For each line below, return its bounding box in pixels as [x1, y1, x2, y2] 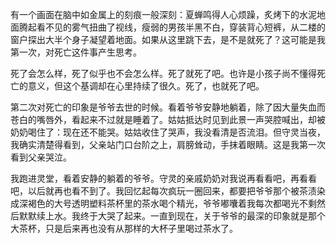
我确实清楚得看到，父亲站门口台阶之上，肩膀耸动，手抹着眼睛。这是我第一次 [10, 139, 326, 150]
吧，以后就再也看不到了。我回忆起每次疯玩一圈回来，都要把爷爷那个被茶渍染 [10, 185, 326, 197]
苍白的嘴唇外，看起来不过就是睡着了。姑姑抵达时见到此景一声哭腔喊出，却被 [10, 114, 326, 125]
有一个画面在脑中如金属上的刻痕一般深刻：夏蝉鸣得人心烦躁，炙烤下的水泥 [10, 9, 317, 20]
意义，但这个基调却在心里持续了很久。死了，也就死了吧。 [27, 80, 265, 92]
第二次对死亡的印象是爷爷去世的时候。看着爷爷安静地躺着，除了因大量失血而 [10, 101, 326, 113]
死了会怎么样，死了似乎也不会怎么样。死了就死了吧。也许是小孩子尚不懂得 [10, 68, 317, 79]
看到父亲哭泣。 [10, 151, 72, 163]
